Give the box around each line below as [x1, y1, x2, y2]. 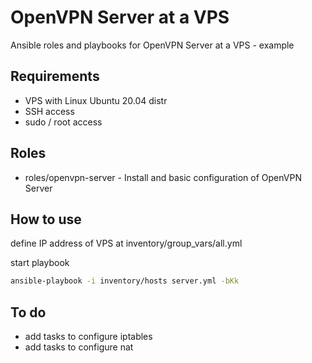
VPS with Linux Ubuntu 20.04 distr [24, 94, 168, 106]
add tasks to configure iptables [24, 331, 153, 343]
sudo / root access [24, 116, 103, 128]
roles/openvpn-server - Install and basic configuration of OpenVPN [24, 171, 302, 183]
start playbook [10, 257, 70, 269]
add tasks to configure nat [24, 341, 134, 353]
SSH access [24, 105, 75, 117]
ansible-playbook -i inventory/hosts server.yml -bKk [10, 276, 240, 286]
